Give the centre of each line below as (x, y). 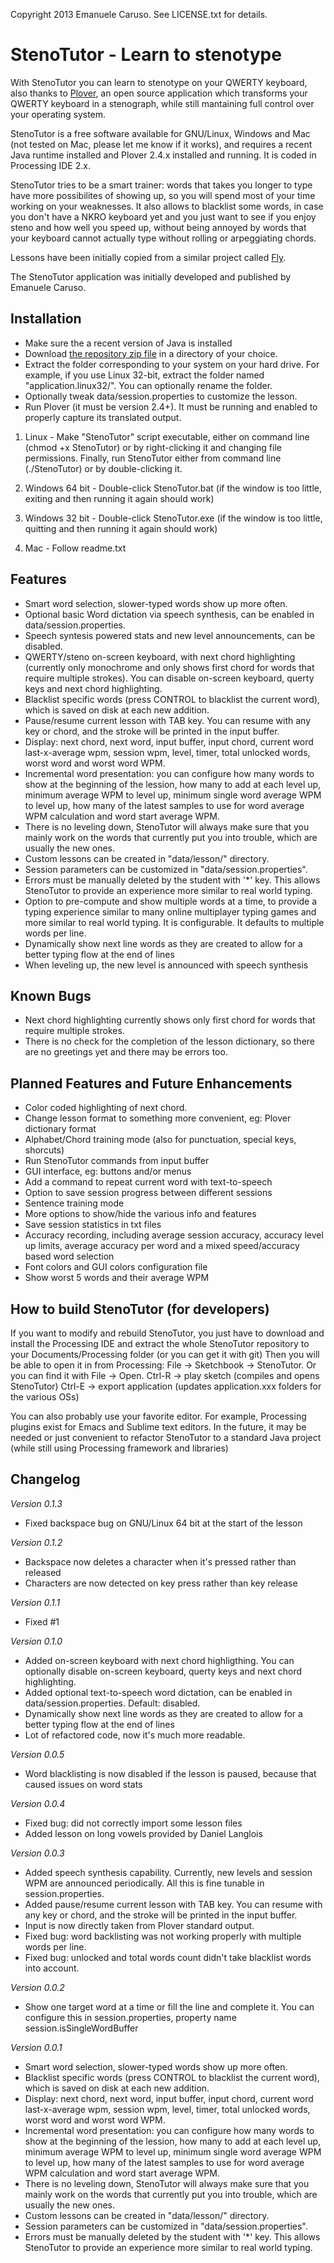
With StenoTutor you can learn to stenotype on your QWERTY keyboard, (159, 82)
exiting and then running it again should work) (119, 498)
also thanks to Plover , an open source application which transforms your (159, 93)
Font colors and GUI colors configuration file (116, 1267)
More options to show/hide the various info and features (140, 1214)
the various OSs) (45, 1397)
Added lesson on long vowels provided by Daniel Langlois (143, 1833)
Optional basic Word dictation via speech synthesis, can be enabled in (169, 614)
